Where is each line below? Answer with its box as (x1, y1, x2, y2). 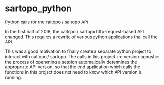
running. (5, 74, 22, 80)
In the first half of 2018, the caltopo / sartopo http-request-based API (5, 28, 144, 34)
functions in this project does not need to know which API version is (5, 69, 142, 75)
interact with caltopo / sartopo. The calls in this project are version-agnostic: (5, 53, 160, 59)
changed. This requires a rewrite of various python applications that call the (5, 34, 158, 40)
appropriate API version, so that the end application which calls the (5, 64, 141, 70)
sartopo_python (5, 3, 72, 14)
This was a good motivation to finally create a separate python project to (5, 48, 152, 54)
